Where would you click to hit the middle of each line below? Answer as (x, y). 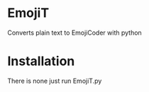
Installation (41, 61)
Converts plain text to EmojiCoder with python (74, 33)
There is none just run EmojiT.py (55, 81)
